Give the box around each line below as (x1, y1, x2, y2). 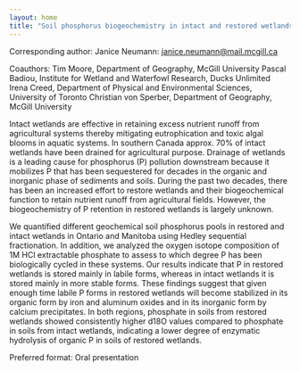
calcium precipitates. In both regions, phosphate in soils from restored (9, 306, 268, 317)
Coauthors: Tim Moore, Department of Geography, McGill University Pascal (9, 63, 287, 74)
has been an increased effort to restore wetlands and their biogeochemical (9, 185, 284, 195)
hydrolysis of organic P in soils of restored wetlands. (9, 334, 203, 345)
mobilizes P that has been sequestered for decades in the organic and (9, 166, 268, 177)
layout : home (9, 12, 58, 22)
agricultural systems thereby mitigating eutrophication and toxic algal (9, 128, 263, 138)
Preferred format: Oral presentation (9, 351, 139, 362)
